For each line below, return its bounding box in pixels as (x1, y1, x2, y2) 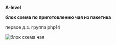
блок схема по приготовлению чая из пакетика (5, 14, 111, 20)
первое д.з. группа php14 (5, 24, 60, 30)
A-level (5, 5, 21, 10)
